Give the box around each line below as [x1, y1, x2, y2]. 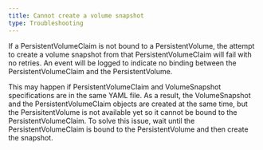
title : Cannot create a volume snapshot [8, 11, 145, 20]
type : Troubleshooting [8, 19, 84, 27]
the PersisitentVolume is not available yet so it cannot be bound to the [8, 107, 237, 116]
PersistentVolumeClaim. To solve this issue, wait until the [8, 116, 195, 125]
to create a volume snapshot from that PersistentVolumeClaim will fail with [8, 49, 253, 59]
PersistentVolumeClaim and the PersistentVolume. [8, 66, 173, 76]
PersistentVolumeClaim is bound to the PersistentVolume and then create [8, 124, 249, 134]
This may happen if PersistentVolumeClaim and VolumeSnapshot [8, 81, 222, 92]
